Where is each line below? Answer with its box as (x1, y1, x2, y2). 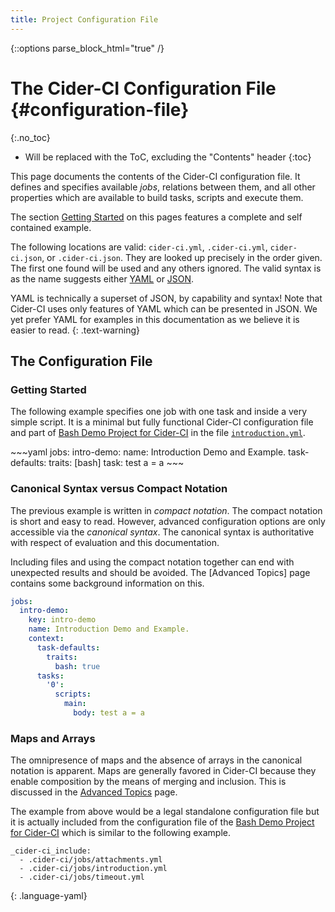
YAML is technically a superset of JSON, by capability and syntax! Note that (10, 292, 323, 304)
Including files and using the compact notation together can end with (10, 556, 295, 568)
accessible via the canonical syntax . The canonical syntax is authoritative (10, 526, 315, 538)
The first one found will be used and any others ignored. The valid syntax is (10, 262, 322, 274)
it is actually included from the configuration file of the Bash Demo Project (10, 816, 315, 828)
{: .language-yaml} (10, 890, 88, 902)
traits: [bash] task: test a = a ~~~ (48, 457, 185, 469)
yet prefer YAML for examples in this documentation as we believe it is (10, 313, 300, 325)
